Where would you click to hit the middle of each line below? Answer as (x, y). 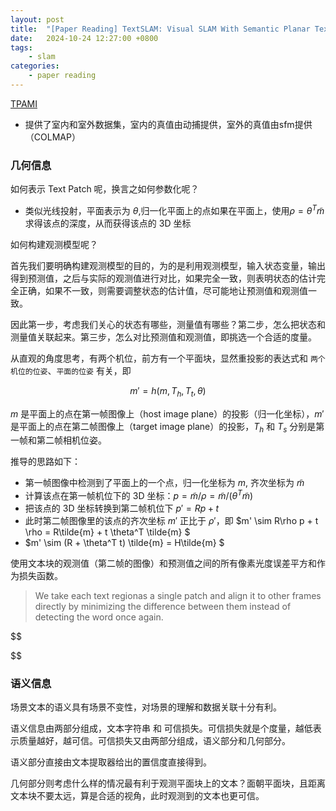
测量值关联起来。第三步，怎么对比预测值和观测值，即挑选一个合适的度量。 (163, 337)
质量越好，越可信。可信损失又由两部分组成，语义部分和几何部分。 (154, 741)
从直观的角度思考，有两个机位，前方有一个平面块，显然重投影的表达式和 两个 (168, 358)
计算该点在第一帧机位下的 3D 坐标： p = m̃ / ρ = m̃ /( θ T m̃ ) (139, 495)
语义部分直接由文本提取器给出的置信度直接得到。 (111, 762)
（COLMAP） (52, 137)
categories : (35, 66)
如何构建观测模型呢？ (54, 244)
